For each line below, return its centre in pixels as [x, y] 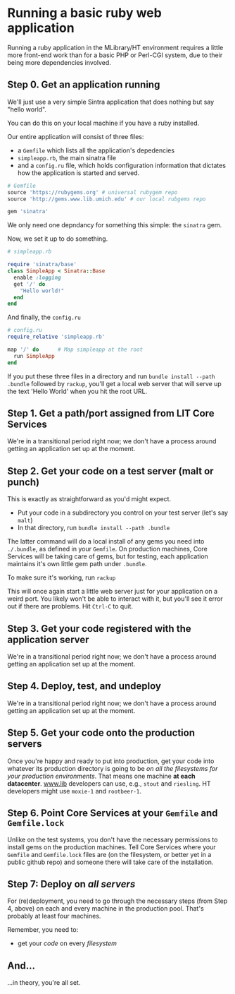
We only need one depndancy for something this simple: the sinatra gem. [115, 225]
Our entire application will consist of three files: [76, 136]
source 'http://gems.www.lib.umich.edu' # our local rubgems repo [107, 199]
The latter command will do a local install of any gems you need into [106, 541]
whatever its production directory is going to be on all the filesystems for [113, 768]
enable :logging [37, 277]
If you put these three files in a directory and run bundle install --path [112, 376]
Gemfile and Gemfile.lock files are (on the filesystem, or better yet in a [109, 854]
